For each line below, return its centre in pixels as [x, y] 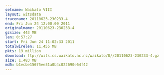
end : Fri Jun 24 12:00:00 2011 [38, 23]
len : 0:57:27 [19, 37]
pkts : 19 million [23, 51]
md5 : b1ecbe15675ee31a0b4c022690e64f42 [47, 65]
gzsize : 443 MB [21, 33]
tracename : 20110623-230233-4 [37, 19]
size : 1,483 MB [21, 60]
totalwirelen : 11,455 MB [31, 46]
